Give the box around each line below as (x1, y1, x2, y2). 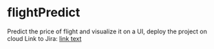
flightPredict (7, 5, 81, 20)
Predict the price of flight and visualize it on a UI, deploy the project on (7, 27, 208, 35)
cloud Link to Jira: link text (7, 34, 82, 42)
